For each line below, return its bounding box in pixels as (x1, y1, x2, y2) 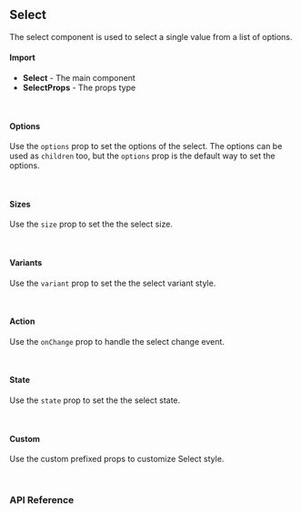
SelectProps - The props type (22, 82, 136, 94)
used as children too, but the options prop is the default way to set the (9, 150, 276, 162)
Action (9, 316, 35, 327)
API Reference (9, 494, 75, 507)
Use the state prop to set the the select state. (9, 395, 181, 406)
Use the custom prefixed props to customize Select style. (9, 454, 225, 465)
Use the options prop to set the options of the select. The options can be (9, 141, 283, 152)
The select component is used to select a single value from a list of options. (9, 31, 293, 42)
